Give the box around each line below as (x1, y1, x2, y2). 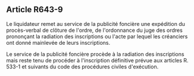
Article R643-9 (6, 5, 64, 15)
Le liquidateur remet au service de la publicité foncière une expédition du (6, 20, 186, 27)
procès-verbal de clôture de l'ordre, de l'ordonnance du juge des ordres (6, 27, 183, 34)
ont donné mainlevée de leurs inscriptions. (6, 39, 111, 46)
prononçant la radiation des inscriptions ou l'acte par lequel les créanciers (6, 32, 188, 40)
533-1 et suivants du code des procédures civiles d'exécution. (6, 63, 159, 70)
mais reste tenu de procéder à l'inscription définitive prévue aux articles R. (6, 57, 189, 64)
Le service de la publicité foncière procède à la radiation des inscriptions (6, 50, 184, 58)
